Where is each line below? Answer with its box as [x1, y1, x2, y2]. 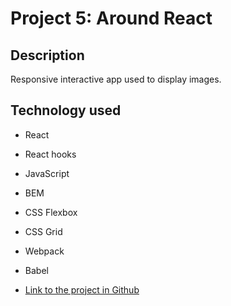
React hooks [24, 148, 77, 160]
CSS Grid [24, 225, 63, 237]
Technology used [10, 102, 122, 119]
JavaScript [24, 167, 70, 179]
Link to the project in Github [24, 283, 140, 296]
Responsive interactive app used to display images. [10, 73, 222, 85]
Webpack [24, 245, 65, 257]
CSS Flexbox [24, 206, 78, 218]
